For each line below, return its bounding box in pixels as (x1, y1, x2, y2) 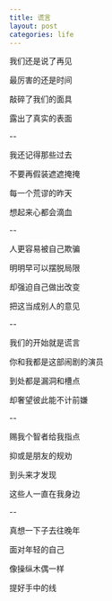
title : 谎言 (9, 13, 51, 22)
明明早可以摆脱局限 (9, 263, 81, 274)
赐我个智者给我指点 (9, 431, 81, 442)
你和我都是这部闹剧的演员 (9, 356, 104, 367)
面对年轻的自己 (9, 544, 65, 555)
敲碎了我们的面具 (9, 94, 73, 104)
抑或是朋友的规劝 (9, 451, 73, 462)
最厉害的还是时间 (9, 75, 73, 85)
